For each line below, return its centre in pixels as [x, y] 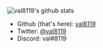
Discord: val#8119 [42, 38]
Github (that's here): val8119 [56, 24]
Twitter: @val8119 [42, 31]
